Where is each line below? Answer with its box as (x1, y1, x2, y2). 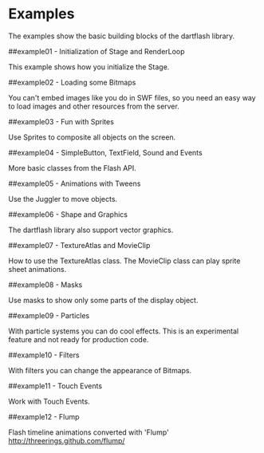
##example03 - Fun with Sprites (8, 116, 114, 126)
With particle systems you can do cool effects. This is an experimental (8, 326, 239, 336)
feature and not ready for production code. (8, 334, 149, 344)
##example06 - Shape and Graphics (8, 209, 128, 219)
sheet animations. (8, 264, 67, 274)
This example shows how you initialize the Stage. (8, 61, 170, 72)
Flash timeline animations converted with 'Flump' (8, 427, 169, 437)
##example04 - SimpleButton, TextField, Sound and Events (8, 148, 203, 157)
